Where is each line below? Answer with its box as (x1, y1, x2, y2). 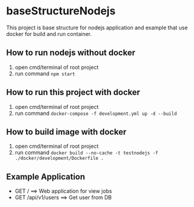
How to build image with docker (6, 127, 127, 137)
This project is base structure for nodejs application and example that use (6, 24, 188, 31)
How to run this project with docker (6, 87, 141, 98)
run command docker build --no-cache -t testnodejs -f (14, 149, 159, 156)
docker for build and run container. (6, 30, 92, 37)
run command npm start (14, 70, 75, 77)
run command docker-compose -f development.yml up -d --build (14, 109, 177, 117)
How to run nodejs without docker (6, 48, 136, 58)
